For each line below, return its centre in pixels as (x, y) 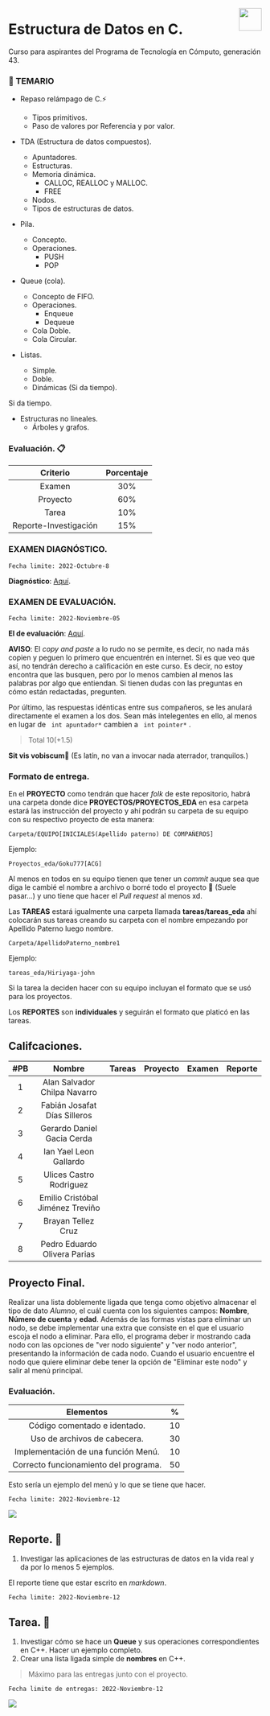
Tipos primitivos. (59, 117)
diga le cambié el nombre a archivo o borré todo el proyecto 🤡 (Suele (123, 887)
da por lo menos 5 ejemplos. (67, 1567)
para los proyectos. (40, 997)
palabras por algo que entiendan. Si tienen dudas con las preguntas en (125, 683)
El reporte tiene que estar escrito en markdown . (88, 1583)
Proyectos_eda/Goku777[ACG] (55, 864)
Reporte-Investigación (55, 525)
